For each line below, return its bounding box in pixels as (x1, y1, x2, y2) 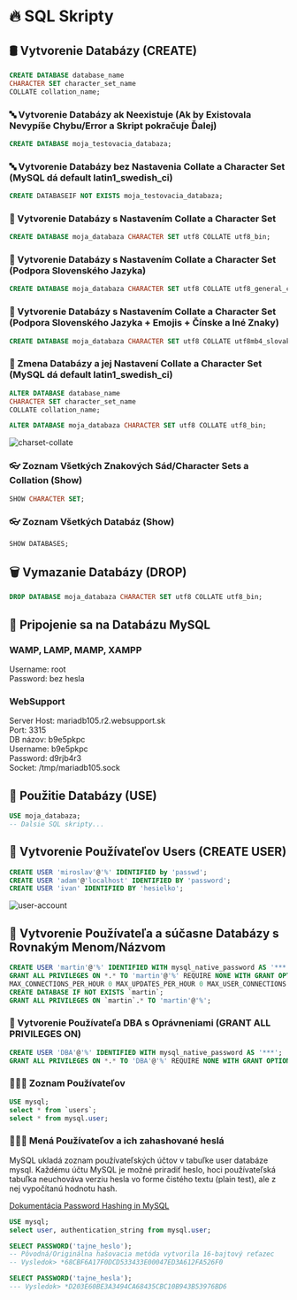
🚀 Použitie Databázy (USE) (9, 788, 157, 803)
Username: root (9, 664, 66, 674)
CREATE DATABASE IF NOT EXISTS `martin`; (9, 988, 164, 996)
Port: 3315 (9, 725, 47, 735)
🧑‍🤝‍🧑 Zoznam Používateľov (9, 1077, 126, 1089)
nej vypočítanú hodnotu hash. (9, 1183, 118, 1194)
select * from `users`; (9, 1105, 97, 1114)
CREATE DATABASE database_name (9, 71, 125, 80)
